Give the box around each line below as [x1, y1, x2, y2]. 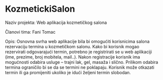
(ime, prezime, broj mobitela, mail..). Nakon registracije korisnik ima [5, 54, 141, 60]
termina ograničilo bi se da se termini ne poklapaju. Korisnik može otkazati [5, 64, 155, 70]
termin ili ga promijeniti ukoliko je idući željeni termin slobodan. [5, 69, 131, 75]
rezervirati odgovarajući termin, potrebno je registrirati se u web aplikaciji [5, 49, 152, 55]
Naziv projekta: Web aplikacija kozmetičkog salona [5, 20, 107, 25]
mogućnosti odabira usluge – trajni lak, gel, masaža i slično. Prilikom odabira [5, 59, 159, 65]
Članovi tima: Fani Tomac [5, 29, 56, 35]
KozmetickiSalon [5, 3, 75, 15]
